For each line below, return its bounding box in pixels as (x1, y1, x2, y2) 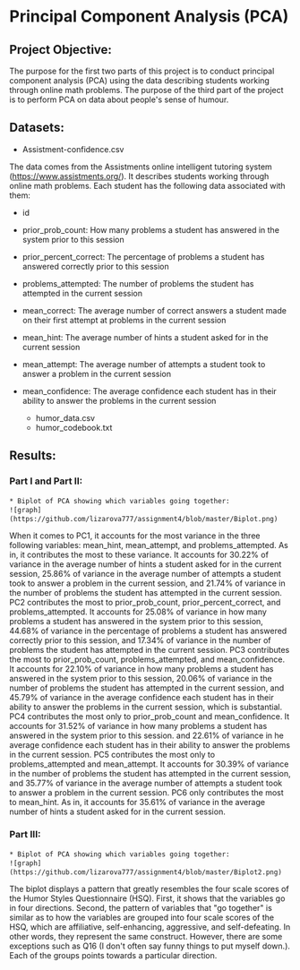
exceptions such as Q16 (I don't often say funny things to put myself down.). (9, 940, 291, 951)
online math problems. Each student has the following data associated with (9, 180, 286, 191)
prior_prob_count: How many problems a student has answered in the (21, 224, 280, 235)
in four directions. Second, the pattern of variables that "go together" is (9, 902, 273, 913)
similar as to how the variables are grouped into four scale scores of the (9, 912, 275, 923)
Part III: (9, 828, 41, 841)
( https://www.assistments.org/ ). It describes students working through (9, 170, 270, 181)
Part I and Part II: (9, 475, 83, 487)
